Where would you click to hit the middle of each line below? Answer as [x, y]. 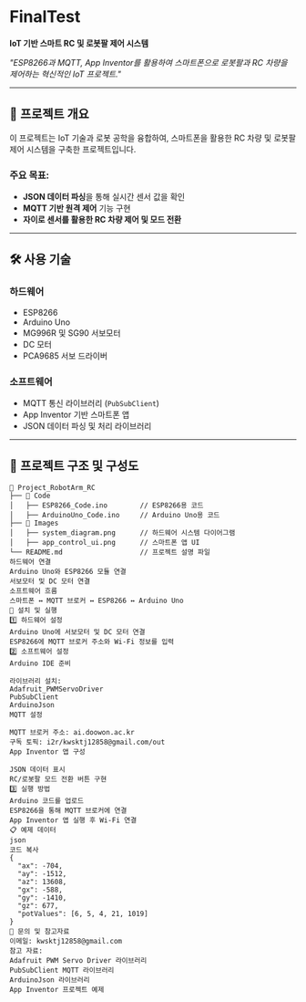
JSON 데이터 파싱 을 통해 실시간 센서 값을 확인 [103, 197]
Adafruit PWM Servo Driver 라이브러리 [78, 960]
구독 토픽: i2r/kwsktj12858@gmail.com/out [87, 742]
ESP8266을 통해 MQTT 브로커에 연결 [68, 810]
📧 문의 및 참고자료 [40, 931]
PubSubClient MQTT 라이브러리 [62, 970]
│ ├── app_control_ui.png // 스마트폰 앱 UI [105, 542]
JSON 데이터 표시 [37, 769]
